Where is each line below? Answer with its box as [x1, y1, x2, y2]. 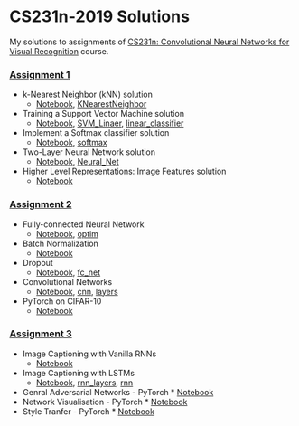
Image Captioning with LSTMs [22, 367, 135, 378]
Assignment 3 [9, 327, 72, 340]
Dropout [22, 257, 54, 268]
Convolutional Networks [22, 276, 113, 287]
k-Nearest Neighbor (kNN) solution [22, 89, 154, 100]
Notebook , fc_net [35, 267, 101, 278]
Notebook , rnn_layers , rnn [35, 377, 134, 388]
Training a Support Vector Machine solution [22, 109, 185, 119]
